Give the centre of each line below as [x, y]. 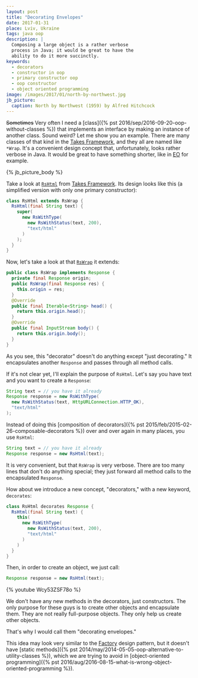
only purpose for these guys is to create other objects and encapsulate [93, 608]
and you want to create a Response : [49, 380]
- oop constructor [34, 84]
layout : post [22, 12]
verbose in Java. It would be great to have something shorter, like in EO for [97, 154]
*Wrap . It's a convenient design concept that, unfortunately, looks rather [93, 148]
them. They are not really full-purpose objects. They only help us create [94, 614]
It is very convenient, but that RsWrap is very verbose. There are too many [95, 465]
